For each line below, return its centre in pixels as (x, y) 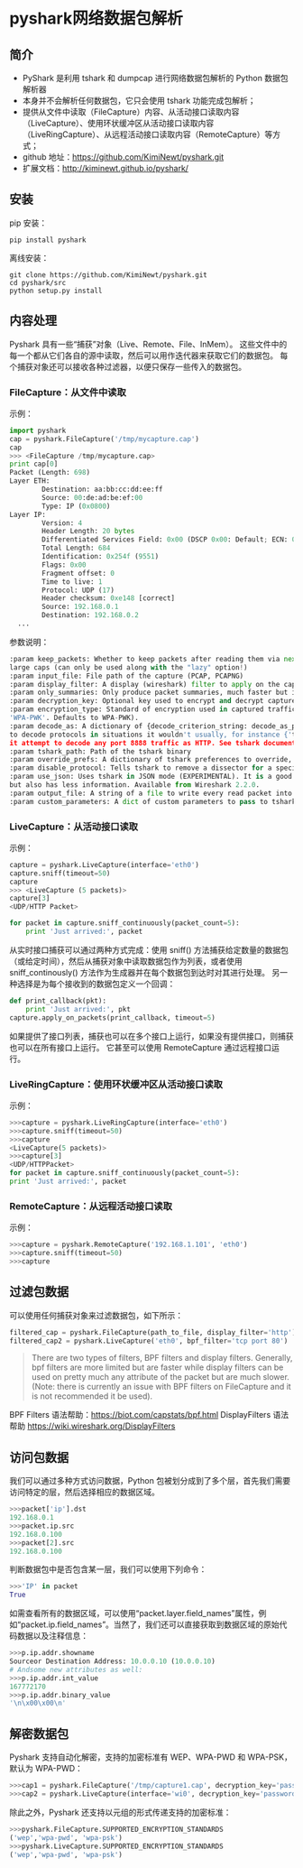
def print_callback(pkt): (58, 1001)
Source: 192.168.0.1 (80, 607)
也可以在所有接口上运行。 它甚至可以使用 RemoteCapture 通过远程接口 (141, 1047)
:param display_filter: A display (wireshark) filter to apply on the (145, 684)
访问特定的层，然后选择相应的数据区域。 (84, 1492)
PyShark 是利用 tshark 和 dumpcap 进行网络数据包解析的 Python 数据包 (155, 78)
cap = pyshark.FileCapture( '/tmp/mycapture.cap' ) (105, 439)
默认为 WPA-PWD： (46, 1769)
